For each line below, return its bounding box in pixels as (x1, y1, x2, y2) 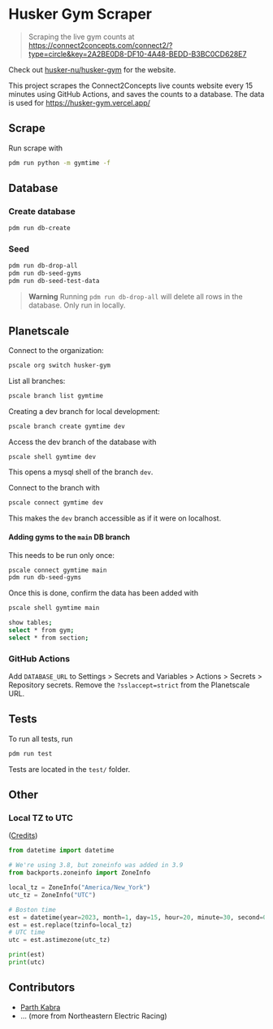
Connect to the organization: (8, 345, 104, 355)
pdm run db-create (8, 225, 71, 233)
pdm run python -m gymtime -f (8, 159, 111, 167)
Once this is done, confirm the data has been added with (8, 588, 199, 598)
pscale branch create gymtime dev (8, 422, 126, 430)
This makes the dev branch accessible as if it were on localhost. (8, 513, 222, 523)
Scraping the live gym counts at (28, 32, 135, 41)
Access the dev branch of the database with (8, 437, 157, 447)
